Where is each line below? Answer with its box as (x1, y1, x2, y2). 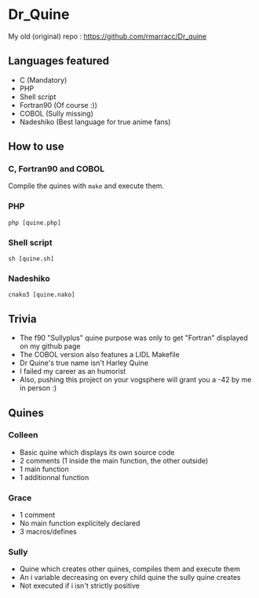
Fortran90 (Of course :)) (19, 100, 98, 109)
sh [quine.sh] (8, 255, 55, 263)
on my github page (19, 341, 81, 351)
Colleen (8, 430, 38, 441)
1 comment (19, 510, 56, 520)
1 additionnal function (19, 472, 89, 482)
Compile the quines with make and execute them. (8, 181, 165, 190)
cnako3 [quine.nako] (8, 291, 76, 299)
